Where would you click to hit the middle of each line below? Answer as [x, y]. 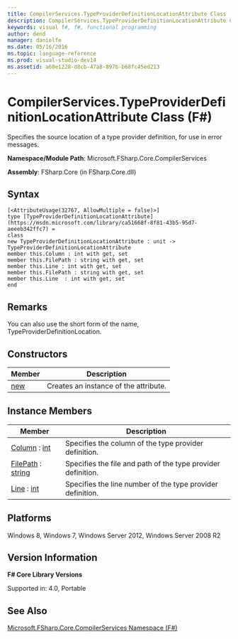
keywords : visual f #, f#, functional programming [82, 27]
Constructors [38, 354]
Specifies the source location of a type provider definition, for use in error [115, 136]
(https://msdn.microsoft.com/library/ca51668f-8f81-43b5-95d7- [103, 223]
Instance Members [50, 411]
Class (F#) [181, 117]
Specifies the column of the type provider [134, 443]
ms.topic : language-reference [52, 54]
